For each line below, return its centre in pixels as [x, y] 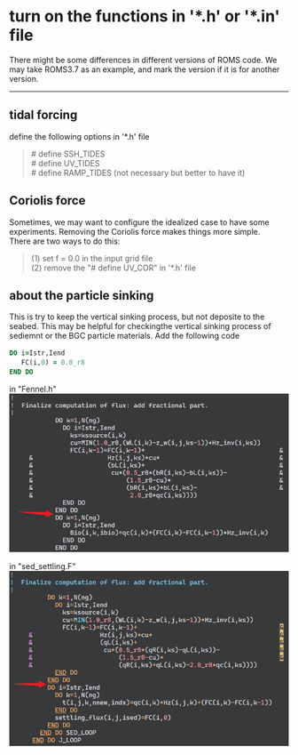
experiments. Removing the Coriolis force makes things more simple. [135, 231]
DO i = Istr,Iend [37, 353]
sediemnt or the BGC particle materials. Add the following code [125, 336]
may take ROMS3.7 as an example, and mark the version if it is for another [145, 69]
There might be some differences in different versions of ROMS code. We [143, 60]
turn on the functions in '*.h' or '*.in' [145, 16]
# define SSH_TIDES [68, 154]
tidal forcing [43, 115]
